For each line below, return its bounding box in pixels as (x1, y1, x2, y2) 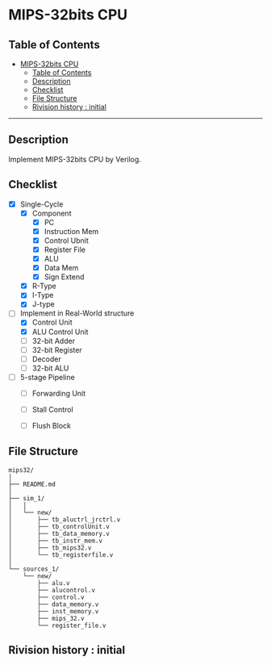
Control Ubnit (44, 236, 89, 245)
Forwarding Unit (31, 388, 86, 398)
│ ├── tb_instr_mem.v (8, 537, 103, 545)
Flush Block (31, 421, 71, 430)
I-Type (31, 291, 54, 300)
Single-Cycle (19, 199, 64, 209)
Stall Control (31, 404, 74, 414)
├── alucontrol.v (37, 586, 95, 594)
